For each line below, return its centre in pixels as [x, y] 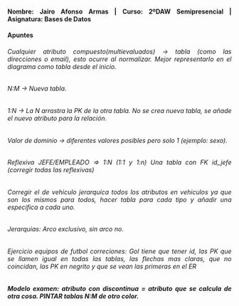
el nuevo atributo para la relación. [57, 118]
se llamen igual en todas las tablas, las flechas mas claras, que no [119, 259]
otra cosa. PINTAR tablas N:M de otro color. [73, 296]
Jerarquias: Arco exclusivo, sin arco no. [66, 229]
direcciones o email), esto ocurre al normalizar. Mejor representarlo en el [119, 59]
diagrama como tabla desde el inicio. [62, 66]
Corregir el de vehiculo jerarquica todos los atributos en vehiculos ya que [119, 192]
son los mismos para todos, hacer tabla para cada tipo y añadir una [119, 199]
